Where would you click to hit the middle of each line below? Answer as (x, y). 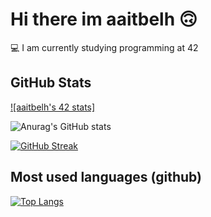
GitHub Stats (51, 83)
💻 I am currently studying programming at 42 (104, 47)
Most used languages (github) (106, 177)
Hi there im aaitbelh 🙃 (104, 19)
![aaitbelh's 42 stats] (53, 107)
